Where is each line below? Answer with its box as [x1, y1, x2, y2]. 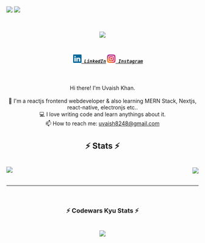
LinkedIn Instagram [84, 59, 143, 65]
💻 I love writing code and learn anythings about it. [39, 111, 166, 118]
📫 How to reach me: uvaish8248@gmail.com [45, 120, 160, 127]
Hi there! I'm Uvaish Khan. [70, 84, 135, 92]
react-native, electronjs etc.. [67, 104, 138, 111]
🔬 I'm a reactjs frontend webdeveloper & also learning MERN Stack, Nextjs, [8, 97, 197, 105]
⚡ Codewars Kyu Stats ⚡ [66, 206, 139, 215]
